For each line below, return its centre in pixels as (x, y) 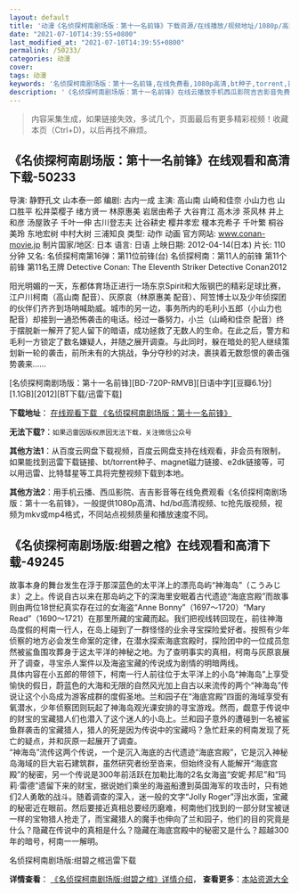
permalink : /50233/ (45, 51)
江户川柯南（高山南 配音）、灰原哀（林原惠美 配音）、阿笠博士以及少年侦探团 (148, 297)
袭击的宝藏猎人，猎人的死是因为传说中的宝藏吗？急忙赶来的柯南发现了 (153, 730)
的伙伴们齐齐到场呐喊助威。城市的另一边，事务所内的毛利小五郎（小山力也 (145, 308)
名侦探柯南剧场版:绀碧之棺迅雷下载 (73, 860)
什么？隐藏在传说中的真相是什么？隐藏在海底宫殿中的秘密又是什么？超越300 (149, 831)
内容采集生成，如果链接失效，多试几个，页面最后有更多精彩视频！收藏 (160, 119)
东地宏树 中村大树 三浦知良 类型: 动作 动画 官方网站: (121, 233)
